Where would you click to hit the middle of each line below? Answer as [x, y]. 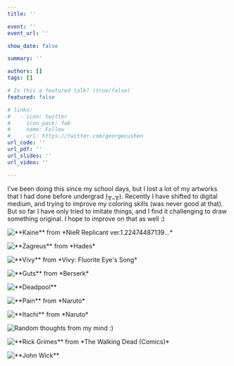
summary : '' [25, 59]
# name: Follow [36, 130]
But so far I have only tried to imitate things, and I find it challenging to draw [117, 211]
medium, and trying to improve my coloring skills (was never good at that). [115, 203]
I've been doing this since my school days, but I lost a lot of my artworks [112, 188]
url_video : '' [28, 162]
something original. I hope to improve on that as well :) [86, 219]
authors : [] [25, 71]
